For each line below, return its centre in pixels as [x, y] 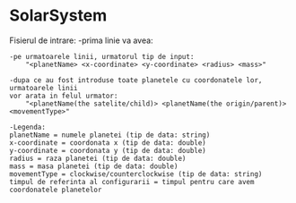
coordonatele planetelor [56, 190]
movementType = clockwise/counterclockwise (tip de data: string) [136, 174]
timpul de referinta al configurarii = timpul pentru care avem [132, 182]
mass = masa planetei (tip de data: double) [94, 166]
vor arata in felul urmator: [64, 96]
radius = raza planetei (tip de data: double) [98, 158]
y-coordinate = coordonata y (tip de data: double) [108, 150]
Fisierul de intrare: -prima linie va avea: [82, 40]
